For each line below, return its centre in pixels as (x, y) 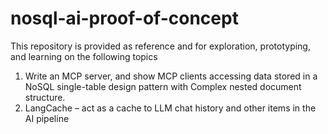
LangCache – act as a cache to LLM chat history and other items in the (170, 108)
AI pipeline (47, 118)
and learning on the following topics (84, 56)
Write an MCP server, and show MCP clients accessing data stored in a (171, 76)
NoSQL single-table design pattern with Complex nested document (163, 86)
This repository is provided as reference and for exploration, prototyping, (160, 46)
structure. (45, 97)
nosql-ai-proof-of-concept (124, 18)
